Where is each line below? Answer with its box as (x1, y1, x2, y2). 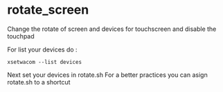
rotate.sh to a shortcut (7, 78, 71, 86)
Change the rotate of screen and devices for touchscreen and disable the (7, 25, 217, 33)
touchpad (7, 32, 35, 40)
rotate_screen (7, 2, 89, 18)
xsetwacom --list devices (7, 58, 82, 65)
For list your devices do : (7, 45, 78, 54)
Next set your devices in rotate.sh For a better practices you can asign (7, 71, 208, 79)
